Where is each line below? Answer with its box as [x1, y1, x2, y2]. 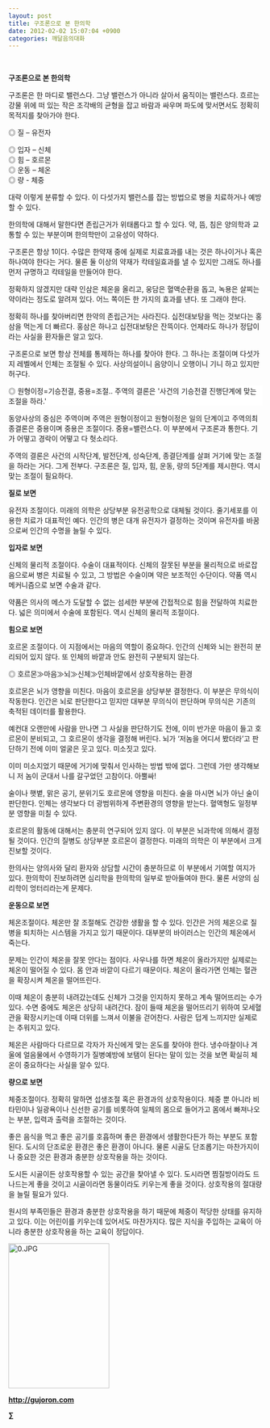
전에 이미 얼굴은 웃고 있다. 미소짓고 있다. [29, 744, 157, 754]
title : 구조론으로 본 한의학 [8, 19, 91, 27]
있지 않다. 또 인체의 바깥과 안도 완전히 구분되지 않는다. [29, 652, 200, 662]
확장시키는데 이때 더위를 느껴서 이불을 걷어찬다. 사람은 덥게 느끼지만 [23, 1013, 236, 1022]
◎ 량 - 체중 [8, 175, 44, 185]
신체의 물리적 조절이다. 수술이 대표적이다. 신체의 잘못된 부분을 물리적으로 [8, 560, 236, 570]
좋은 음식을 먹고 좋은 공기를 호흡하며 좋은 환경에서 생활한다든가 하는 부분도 [8, 1132, 243, 1142]
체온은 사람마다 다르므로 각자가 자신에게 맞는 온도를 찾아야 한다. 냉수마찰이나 [8, 1040, 250, 1050]
